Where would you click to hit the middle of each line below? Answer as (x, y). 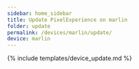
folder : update (29, 26)
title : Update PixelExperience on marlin (67, 20)
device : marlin (29, 39)
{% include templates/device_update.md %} (70, 58)
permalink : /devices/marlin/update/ (60, 32)
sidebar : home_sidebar (40, 13)
